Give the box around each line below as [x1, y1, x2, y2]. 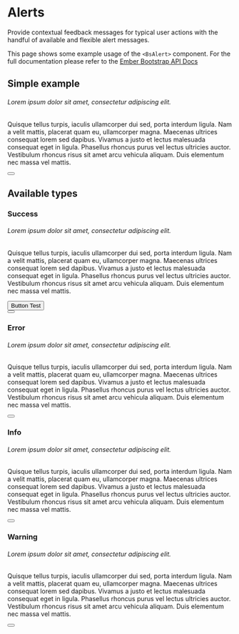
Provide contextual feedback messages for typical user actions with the [7, 28, 218, 36]
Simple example [7, 78, 81, 90]
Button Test [11, 302, 41, 309]
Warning [7, 532, 38, 542]
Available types [7, 187, 78, 199]
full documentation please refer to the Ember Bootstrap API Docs [7, 56, 198, 65]
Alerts [7, 4, 45, 21]
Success [7, 209, 39, 219]
